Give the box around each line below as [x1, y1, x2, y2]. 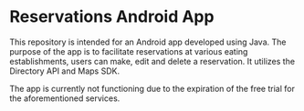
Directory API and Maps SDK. [9, 66, 121, 76]
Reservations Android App [9, 6, 215, 27]
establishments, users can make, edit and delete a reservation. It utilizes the [9, 55, 295, 66]
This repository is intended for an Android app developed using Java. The [9, 36, 287, 47]
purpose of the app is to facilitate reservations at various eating [9, 45, 248, 56]
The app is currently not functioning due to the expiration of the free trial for [9, 83, 295, 94]
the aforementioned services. [9, 93, 121, 104]
